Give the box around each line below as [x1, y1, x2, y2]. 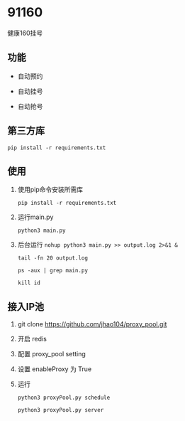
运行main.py [17, 213, 54, 221]
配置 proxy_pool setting [17, 350, 86, 358]
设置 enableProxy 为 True [17, 365, 92, 373]
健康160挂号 [7, 28, 43, 37]
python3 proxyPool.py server [17, 407, 104, 414]
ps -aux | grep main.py [17, 267, 89, 275]
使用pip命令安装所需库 [17, 186, 84, 194]
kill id [17, 279, 40, 287]
